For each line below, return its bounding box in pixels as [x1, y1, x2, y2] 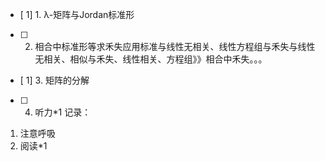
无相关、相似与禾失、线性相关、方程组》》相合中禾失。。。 [34, 53, 268, 65]
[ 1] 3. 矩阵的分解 [19, 74, 90, 86]
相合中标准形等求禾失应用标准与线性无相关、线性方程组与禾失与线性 [34, 41, 316, 52]
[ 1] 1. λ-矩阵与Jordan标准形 [19, 9, 135, 20]
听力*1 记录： [34, 106, 92, 118]
